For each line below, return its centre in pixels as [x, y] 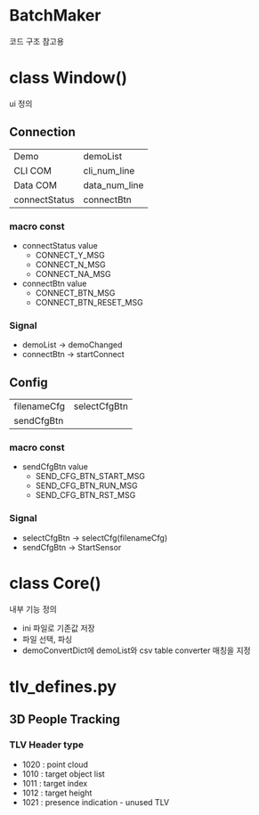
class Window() [68, 78]
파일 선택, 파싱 [47, 639]
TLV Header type [47, 745]
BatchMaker [55, 16]
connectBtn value [54, 283]
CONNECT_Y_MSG [70, 255]
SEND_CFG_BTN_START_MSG [90, 477]
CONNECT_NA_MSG [73, 273]
